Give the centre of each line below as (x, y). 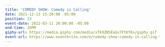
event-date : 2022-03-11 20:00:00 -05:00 (47, 23)
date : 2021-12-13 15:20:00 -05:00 (41, 14)
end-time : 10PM (21, 28)
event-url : (16, 37)
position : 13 (18, 19)
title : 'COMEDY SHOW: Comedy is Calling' (48, 10)
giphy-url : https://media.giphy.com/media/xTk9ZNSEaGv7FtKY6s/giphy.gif (81, 32)
